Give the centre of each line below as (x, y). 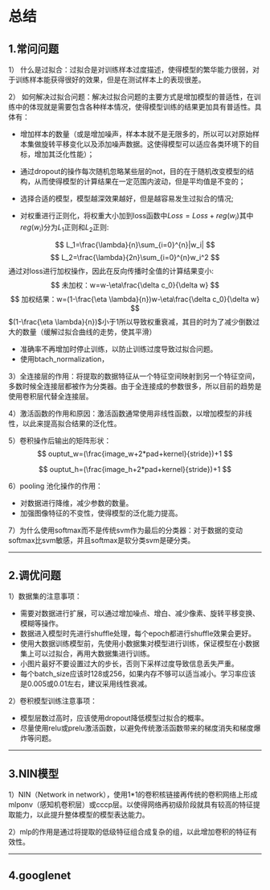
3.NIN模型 (34, 774)
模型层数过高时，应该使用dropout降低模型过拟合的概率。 (114, 718)
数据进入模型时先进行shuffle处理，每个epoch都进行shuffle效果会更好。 (137, 634)
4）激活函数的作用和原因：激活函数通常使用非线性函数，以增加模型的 (123, 413)
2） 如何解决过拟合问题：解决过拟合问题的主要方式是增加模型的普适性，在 (131, 97)
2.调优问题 (35, 575)
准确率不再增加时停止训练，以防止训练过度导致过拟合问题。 (119, 349)
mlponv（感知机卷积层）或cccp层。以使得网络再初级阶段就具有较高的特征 (131, 805)
